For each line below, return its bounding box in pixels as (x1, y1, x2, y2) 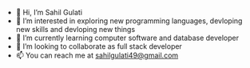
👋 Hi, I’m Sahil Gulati (15, 8, 82, 17)
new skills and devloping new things (15, 25, 136, 34)
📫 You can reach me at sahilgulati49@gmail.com (15, 50, 179, 60)
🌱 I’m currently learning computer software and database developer (15, 33, 240, 42)
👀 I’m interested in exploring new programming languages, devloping (15, 16, 243, 26)
